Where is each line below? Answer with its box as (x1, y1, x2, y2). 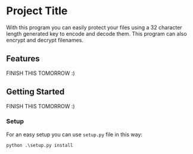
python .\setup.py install (6, 142, 73, 148)
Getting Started (6, 87, 65, 97)
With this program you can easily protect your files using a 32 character (6, 24, 183, 31)
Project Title (6, 4, 68, 18)
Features (6, 54, 40, 64)
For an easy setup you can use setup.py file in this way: (6, 131, 143, 138)
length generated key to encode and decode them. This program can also (6, 30, 187, 37)
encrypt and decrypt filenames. (6, 36, 83, 43)
